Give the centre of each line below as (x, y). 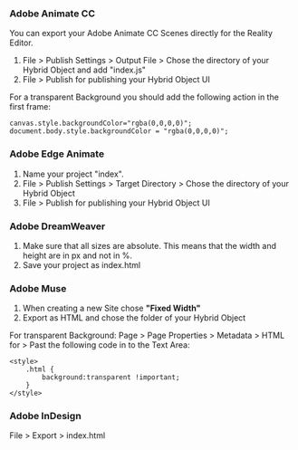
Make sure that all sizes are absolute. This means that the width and (149, 245)
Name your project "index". (73, 174)
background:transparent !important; (111, 378)
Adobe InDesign (45, 416)
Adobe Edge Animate (57, 154)
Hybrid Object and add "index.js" (84, 70)
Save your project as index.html (82, 264)
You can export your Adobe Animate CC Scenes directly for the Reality (141, 34)
